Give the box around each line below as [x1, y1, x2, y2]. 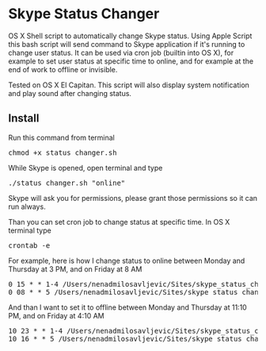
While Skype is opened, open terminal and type [8, 163, 163, 172]
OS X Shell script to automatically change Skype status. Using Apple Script [8, 31, 253, 40]
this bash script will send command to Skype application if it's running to [8, 39, 245, 48]
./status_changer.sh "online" [8, 178, 126, 187]
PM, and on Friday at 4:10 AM [8, 310, 104, 320]
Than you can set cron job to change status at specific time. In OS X [8, 217, 230, 226]
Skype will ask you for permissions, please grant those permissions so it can [8, 193, 258, 202]
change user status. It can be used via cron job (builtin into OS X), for [8, 48, 234, 57]
